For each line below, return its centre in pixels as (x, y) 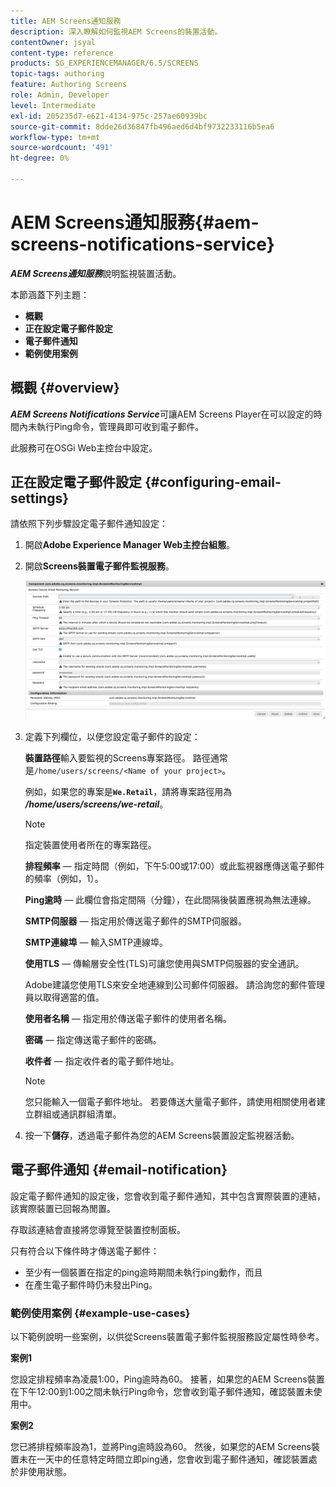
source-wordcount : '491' (62, 148)
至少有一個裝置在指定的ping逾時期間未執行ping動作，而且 (143, 1272)
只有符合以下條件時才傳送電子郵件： (85, 1251)
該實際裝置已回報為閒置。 (63, 1208)
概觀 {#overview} (65, 388)
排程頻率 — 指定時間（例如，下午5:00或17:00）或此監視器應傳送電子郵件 (174, 866)
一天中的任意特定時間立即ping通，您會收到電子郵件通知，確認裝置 (172, 1459)
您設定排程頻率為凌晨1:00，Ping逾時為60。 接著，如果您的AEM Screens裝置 (167, 1379)
